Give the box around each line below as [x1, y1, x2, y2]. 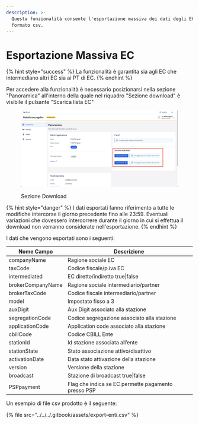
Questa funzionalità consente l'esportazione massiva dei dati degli [11, 15, 187, 22]
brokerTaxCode [8, 289, 46, 296]
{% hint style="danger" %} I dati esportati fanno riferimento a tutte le [6, 204, 175, 211]
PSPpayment [8, 384, 40, 391]
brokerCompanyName [8, 281, 63, 288]
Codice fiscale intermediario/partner [68, 289, 156, 296]
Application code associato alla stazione [68, 322, 166, 330]
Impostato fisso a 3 [68, 298, 114, 305]
